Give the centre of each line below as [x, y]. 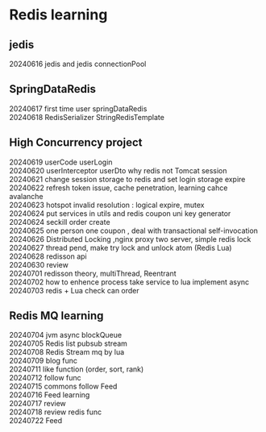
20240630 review [39, 264]
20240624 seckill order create [60, 222]
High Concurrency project [76, 143]
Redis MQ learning [56, 316]
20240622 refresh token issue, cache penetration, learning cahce [118, 188]
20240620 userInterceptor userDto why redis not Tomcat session [118, 170]
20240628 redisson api [48, 256]
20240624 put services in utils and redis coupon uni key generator [120, 213]
